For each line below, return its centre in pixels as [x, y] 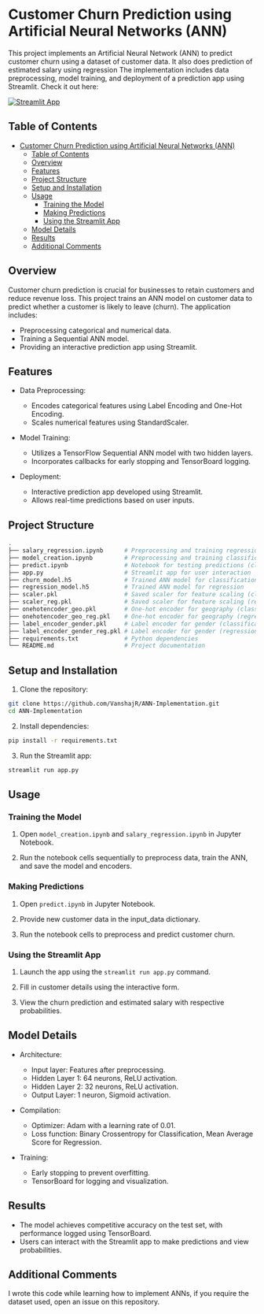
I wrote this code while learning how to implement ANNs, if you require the [128, 1294]
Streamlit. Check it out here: [53, 86]
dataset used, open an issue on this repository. [84, 1302]
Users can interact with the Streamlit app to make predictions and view [134, 1242]
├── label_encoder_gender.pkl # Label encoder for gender [112, 624]
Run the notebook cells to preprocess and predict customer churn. [127, 934]
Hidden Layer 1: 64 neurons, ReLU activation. [104, 1078]
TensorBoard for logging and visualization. [100, 1181]
